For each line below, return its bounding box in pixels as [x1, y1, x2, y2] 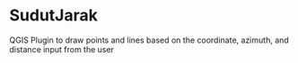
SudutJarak [9, 5, 99, 26]
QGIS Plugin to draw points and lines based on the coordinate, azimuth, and [9, 35, 289, 45]
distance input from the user [9, 43, 115, 54]
